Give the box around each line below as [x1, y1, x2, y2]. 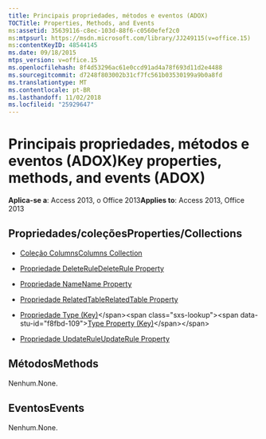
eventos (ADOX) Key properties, [8, 152, 222, 170]
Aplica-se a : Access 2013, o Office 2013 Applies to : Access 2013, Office [8, 196, 245, 205]
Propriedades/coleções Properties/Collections [8, 227, 243, 240]
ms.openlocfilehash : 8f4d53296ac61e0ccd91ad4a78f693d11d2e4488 [8, 64, 223, 72]
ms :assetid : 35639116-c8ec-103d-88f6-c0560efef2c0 [8, 26, 180, 34]
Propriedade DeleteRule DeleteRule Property [19, 263, 165, 273]
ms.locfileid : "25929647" [8, 101, 94, 109]
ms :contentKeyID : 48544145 [8, 42, 98, 49]
